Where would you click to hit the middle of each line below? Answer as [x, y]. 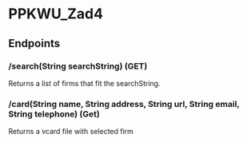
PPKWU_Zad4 [56, 14]
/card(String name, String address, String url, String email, [124, 104]
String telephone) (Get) [54, 114]
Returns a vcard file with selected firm [71, 132]
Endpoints [34, 43]
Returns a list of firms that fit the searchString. [84, 83]
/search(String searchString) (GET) [78, 66]
